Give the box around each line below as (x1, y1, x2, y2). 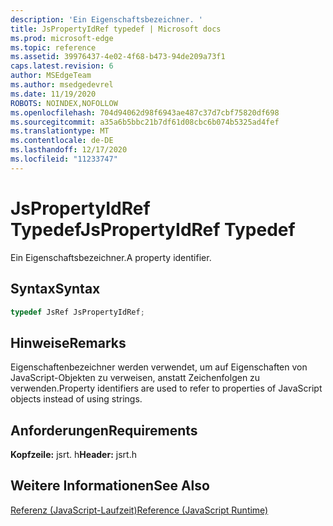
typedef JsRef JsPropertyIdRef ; (10, 307, 145, 317)
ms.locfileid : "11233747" (10, 154, 118, 164)
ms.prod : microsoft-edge (10, 33, 114, 43)
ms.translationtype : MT (10, 126, 110, 136)
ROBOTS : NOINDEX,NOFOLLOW (10, 98, 118, 108)
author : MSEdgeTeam (10, 71, 92, 81)
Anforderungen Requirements (10, 422, 198, 439)
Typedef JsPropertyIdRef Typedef (10, 218, 296, 241)
